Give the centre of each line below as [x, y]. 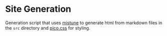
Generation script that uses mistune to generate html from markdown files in [84, 23]
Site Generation [38, 9]
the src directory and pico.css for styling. [48, 28]
